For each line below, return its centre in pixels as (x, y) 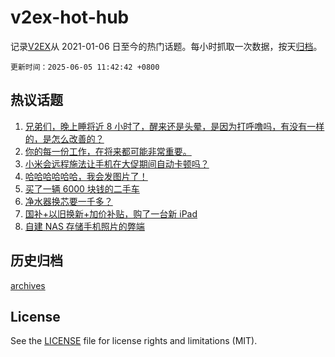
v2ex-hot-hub (70, 17)
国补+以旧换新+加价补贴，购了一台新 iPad (111, 213)
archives (28, 285)
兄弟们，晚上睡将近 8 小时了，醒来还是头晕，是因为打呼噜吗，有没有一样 (174, 126)
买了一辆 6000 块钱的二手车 (82, 188)
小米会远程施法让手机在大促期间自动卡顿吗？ (117, 163)
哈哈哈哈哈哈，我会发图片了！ (86, 176)
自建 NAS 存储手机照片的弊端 (84, 226)
